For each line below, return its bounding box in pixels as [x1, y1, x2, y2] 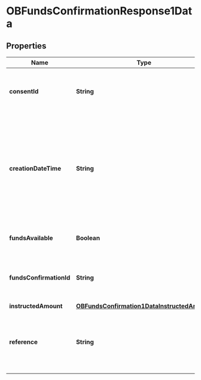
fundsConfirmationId [9, 273, 71, 282]
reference [9, 338, 38, 346]
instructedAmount [9, 302, 63, 310]
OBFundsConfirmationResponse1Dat [6, 4, 193, 18]
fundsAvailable [9, 234, 53, 242]
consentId [9, 87, 39, 95]
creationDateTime [9, 165, 62, 172]
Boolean [75, 234, 100, 242]
